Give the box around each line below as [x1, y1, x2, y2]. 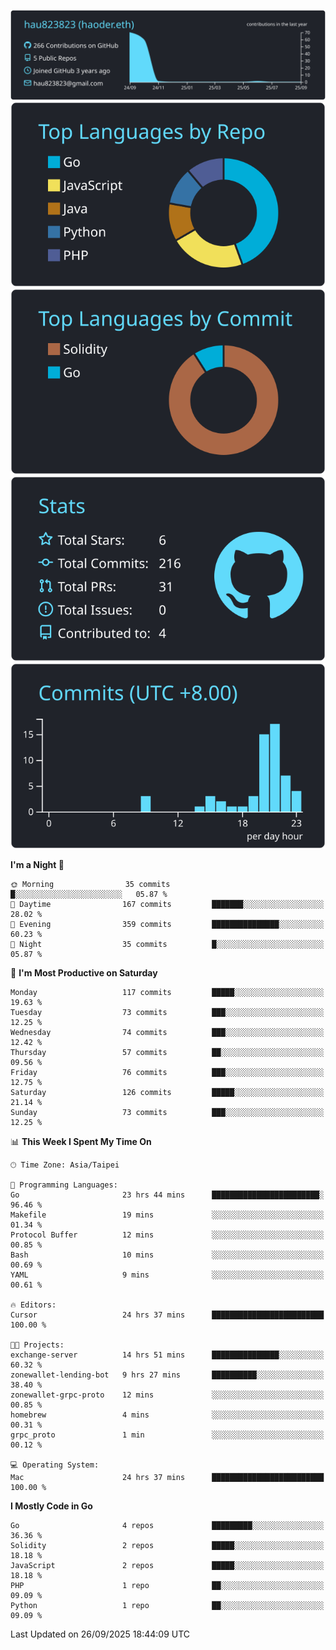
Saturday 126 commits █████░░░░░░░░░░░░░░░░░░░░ [10, 1087, 325, 1097]
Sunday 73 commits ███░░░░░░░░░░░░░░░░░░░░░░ [10, 1107, 325, 1117]
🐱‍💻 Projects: [10, 1340, 65, 1350]
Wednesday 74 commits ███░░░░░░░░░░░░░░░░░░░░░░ [10, 1027, 325, 1037]
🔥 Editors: [10, 1300, 57, 1310]
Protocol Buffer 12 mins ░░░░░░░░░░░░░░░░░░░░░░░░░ [10, 1230, 325, 1240]
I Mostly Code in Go [10, 1500, 93, 1512]
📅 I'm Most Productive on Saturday [10, 966, 158, 979]
